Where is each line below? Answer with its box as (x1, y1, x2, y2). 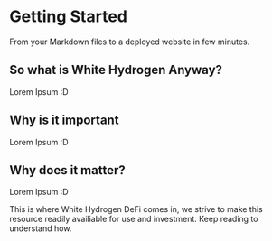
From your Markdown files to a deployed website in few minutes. (9, 36, 250, 47)
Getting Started (9, 6, 128, 27)
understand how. (9, 223, 72, 234)
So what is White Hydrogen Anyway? (9, 62, 223, 78)
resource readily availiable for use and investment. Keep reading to (9, 214, 258, 225)
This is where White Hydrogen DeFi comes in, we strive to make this (9, 204, 264, 215)
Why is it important (9, 113, 119, 128)
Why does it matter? (9, 162, 126, 178)
